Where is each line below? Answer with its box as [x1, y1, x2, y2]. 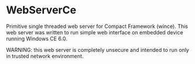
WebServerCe [6, 3, 76, 17]
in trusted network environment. [6, 52, 84, 59]
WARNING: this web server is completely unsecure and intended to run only [6, 46, 190, 53]
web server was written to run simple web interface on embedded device [6, 29, 183, 35]
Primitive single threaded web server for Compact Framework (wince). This [6, 23, 188, 30]
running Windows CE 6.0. [6, 35, 68, 42]
